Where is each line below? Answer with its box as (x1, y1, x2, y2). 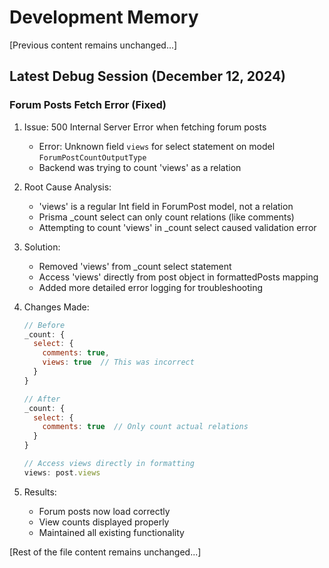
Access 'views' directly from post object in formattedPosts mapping (38, 271, 319, 283)
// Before (23, 320, 66, 330)
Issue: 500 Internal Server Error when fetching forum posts (23, 121, 267, 133)
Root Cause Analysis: (23, 181, 112, 193)
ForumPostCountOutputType (38, 152, 147, 163)
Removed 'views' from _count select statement (38, 260, 232, 272)
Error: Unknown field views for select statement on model (38, 140, 276, 152)
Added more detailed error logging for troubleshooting (38, 281, 264, 293)
